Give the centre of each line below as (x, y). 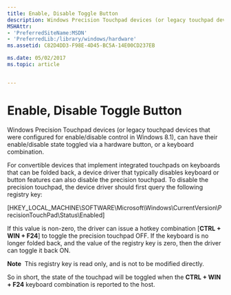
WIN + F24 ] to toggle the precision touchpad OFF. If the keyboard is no (108, 236)
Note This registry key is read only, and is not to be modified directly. (106, 263)
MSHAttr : (20, 26)
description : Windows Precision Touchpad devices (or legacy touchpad (110, 20)
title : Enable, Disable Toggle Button (63, 13)
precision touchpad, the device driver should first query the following (105, 187)
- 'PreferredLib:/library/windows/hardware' (72, 39)
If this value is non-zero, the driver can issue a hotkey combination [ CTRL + (114, 228)
